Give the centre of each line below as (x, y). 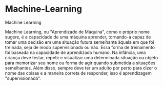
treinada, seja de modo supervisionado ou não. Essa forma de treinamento (80, 47)
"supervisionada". (23, 78)
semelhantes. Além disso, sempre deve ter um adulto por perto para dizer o (81, 68)
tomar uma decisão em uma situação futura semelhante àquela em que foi (80, 42)
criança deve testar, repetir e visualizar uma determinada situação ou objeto (81, 57)
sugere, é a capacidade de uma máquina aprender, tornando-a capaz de (78, 37)
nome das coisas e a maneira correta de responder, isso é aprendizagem (79, 73)
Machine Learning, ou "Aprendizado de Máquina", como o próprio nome (77, 32)
